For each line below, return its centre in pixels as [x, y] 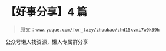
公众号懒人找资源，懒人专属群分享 [47, 42]
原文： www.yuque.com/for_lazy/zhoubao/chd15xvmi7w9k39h [90, 29]
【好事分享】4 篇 [47, 12]
